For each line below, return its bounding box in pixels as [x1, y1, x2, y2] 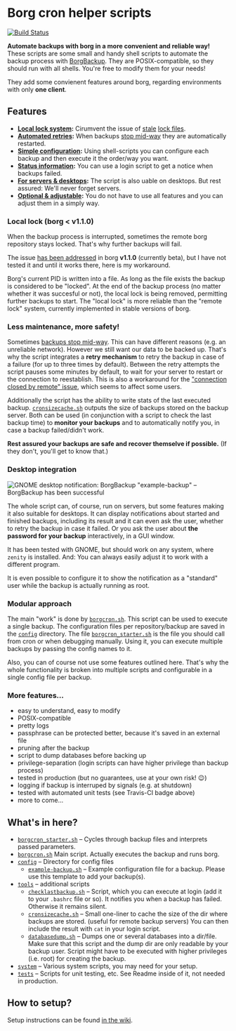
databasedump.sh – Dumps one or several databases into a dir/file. [27, 932, 217, 940]
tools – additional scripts [17, 880, 90, 888]
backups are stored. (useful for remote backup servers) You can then [27, 917, 229, 926]
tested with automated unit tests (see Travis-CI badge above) [17, 789, 195, 797]
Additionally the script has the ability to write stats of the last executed [7, 396, 211, 405]
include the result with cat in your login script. [27, 925, 162, 933]
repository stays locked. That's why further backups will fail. [7, 240, 183, 249]
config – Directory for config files [17, 858, 114, 866]
